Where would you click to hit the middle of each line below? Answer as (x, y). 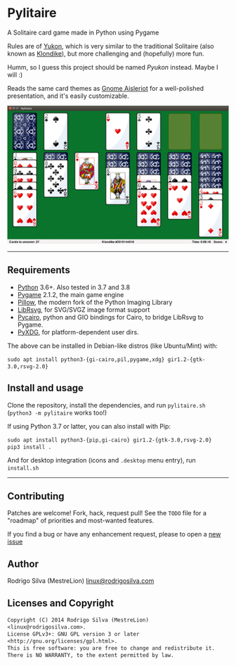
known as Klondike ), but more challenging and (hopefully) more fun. (106, 54)
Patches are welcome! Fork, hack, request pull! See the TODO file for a (107, 513)
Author (23, 564)
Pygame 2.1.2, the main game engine (71, 294)
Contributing (36, 496)
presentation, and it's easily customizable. (68, 96)
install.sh (23, 468)
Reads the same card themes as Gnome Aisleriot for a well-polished (106, 88)
